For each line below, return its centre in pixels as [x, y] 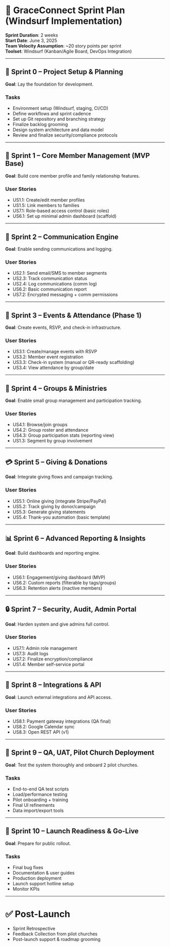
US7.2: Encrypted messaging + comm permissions [65, 295]
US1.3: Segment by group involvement [52, 441]
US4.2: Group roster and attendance [50, 430]
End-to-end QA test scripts [41, 789]
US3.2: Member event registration [48, 357]
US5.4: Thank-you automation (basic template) [61, 517]
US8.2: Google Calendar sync [44, 726]
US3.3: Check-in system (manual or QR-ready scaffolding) [73, 362]
